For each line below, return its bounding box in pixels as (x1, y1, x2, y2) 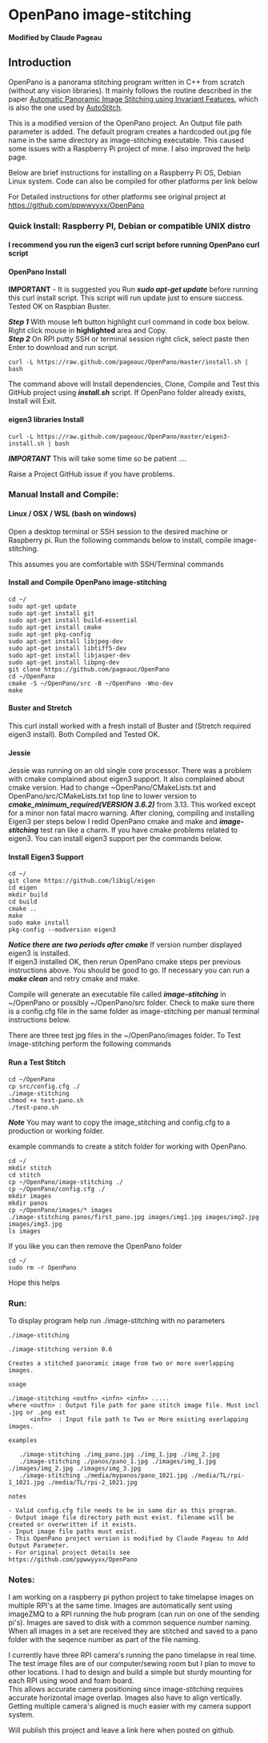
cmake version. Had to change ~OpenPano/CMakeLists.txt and (8, 783, 216, 792)
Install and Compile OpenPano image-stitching (8, 578, 167, 587)
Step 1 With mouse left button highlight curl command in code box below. (8, 317, 250, 327)
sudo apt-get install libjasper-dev (8, 651, 130, 659)
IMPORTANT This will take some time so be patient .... (8, 453, 187, 463)
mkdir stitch (8, 1164, 52, 1172)
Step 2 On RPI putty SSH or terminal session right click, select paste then (8, 334, 250, 344)
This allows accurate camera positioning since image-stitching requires (8, 1685, 244, 1694)
